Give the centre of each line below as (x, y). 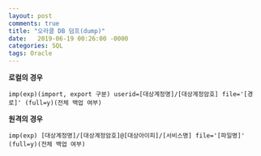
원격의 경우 (26, 119)
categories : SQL (36, 46)
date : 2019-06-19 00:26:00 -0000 (68, 38)
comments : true (34, 23)
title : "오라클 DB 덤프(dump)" (57, 31)
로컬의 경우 (26, 77)
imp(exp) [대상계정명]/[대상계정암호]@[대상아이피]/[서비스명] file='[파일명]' (127, 136)
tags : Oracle (30, 53)
